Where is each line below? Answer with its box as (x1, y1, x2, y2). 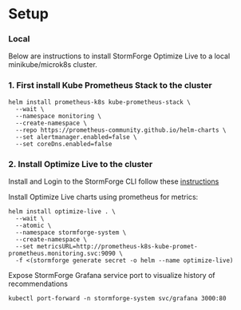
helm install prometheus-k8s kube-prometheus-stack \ (8, 97, 192, 106)
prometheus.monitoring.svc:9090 (8, 249, 116, 258)
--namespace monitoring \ (15, 112, 102, 120)
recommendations (8, 279, 69, 288)
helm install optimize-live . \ (8, 208, 116, 216)
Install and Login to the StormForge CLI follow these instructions (8, 177, 219, 186)
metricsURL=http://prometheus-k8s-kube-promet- (37, 243, 198, 251)
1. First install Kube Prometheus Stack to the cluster (8, 80, 213, 91)
